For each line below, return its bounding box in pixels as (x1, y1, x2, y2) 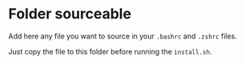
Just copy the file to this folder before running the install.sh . (8, 46, 212, 56)
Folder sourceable (8, 5, 132, 23)
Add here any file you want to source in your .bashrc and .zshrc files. (8, 31, 238, 41)
